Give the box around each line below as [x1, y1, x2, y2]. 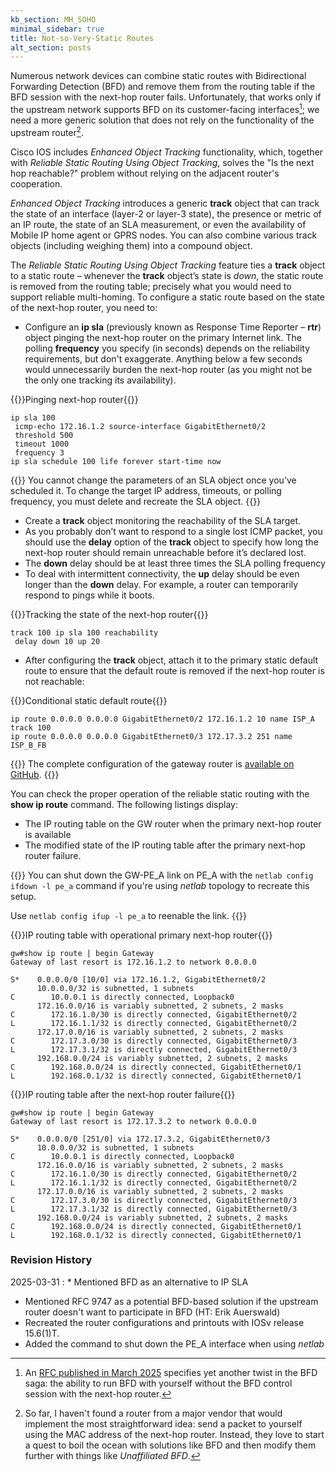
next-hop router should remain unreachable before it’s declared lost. [24, 546, 307, 558]
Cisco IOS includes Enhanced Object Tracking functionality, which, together [10, 146, 323, 158]
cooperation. [10, 177, 63, 190]
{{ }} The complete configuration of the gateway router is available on [10, 757, 295, 770]
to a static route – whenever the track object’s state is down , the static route [10, 269, 324, 281]
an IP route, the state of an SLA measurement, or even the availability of [10, 218, 307, 230]
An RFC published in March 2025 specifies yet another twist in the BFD [24, 1366, 318, 1378]
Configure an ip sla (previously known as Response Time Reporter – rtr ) [24, 321, 322, 333]
